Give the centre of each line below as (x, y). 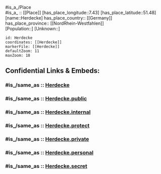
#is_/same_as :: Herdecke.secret (46, 166)
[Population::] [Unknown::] (33, 29)
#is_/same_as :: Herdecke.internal (48, 112)
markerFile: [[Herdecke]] (32, 47)
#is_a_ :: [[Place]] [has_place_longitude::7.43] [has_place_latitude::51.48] (81, 13)
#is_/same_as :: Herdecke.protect (47, 126)
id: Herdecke (19, 38)
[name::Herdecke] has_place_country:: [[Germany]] (59, 18)
